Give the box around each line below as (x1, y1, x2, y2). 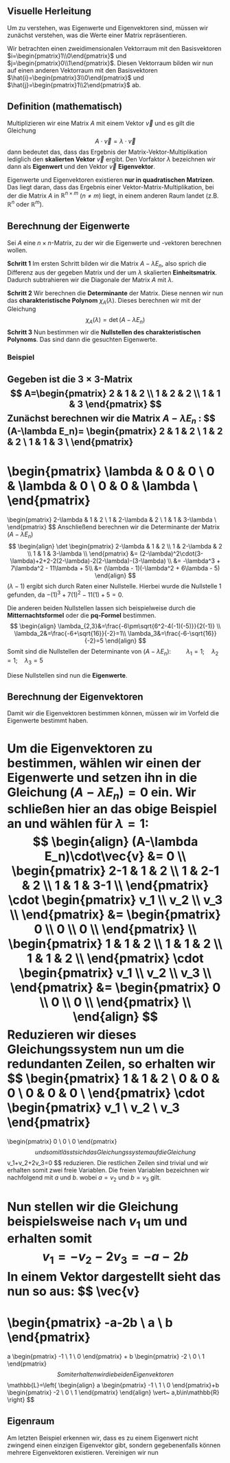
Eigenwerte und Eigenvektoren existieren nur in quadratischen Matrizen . (7, 175, 215, 184)
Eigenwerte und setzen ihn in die (7, 770, 198, 785)
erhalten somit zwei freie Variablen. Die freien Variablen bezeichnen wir (7, 1166, 209, 1174)
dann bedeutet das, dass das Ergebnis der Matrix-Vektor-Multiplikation (7, 148, 207, 156)
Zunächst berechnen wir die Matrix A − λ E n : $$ (7, 413, 216, 426)
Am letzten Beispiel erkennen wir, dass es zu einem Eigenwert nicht (7, 1433, 198, 1442)
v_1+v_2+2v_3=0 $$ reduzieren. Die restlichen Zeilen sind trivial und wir (7, 1158, 209, 1166)
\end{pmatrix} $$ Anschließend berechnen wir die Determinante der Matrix (7, 522, 220, 531)
